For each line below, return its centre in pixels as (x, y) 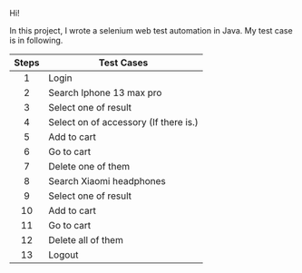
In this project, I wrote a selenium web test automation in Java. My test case (151, 30)
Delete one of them (89, 166)
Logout (63, 255)
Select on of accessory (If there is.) (124, 122)
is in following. (36, 40)
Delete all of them (86, 240)
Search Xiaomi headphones (107, 181)
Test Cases (123, 63)
